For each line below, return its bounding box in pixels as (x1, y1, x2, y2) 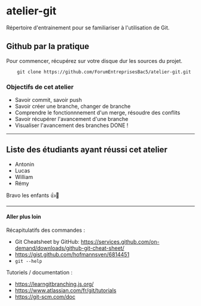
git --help (14, 259, 42, 265)
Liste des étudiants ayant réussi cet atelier (6, 145, 167, 155)
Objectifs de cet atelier (6, 83, 74, 91)
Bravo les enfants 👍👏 (6, 192, 60, 199)
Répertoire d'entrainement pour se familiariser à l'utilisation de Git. (6, 24, 170, 31)
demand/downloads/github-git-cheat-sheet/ (14, 244, 124, 252)
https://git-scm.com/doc (14, 293, 76, 301)
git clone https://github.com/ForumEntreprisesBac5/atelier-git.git (17, 69, 191, 75)
